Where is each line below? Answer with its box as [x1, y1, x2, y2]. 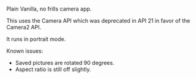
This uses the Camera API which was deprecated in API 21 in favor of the [6, 17, 190, 24]
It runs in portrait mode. [6, 36, 66, 42]
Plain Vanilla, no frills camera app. [6, 6, 92, 12]
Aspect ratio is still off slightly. [15, 66, 91, 73]
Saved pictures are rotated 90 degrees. [15, 59, 115, 66]
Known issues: [6, 47, 43, 55]
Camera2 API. [6, 24, 42, 31]
